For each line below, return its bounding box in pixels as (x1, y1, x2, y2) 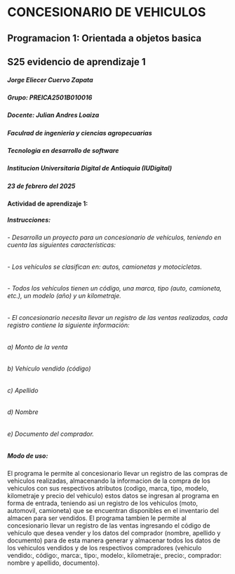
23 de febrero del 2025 (7, 182, 76, 190)
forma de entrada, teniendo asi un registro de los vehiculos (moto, (7, 499, 199, 507)
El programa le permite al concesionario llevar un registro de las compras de (7, 469, 228, 478)
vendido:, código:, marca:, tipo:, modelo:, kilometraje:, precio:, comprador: (7, 552, 222, 560)
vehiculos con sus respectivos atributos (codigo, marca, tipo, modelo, (7, 484, 209, 493)
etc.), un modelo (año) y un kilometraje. (7, 292, 121, 300)
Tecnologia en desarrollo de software (7, 147, 119, 155)
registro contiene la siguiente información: (7, 321, 130, 329)
